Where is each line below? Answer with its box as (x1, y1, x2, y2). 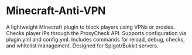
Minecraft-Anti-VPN (6, 4, 106, 18)
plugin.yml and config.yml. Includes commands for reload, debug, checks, (6, 36, 186, 43)
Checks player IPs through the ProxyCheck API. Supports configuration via (6, 29, 186, 36)
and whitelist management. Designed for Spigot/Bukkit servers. (6, 42, 159, 49)
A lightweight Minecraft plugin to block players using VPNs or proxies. (6, 23, 175, 30)
